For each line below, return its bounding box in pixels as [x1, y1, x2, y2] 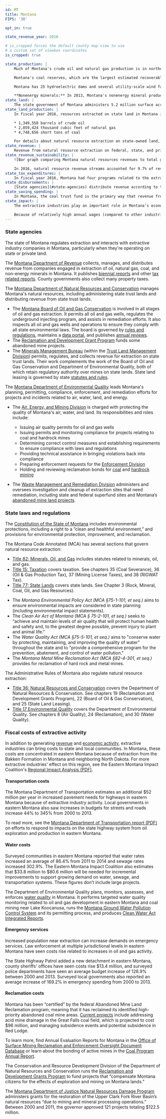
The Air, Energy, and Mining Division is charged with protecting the [12, 404, 148, 410]
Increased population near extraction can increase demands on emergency [5, 937, 159, 944]
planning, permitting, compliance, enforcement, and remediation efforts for [5, 389, 158, 395]
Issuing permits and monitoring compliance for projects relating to [19, 429, 154, 435]
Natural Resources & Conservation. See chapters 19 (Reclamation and [12, 690, 155, 696]
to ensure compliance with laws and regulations [19, 445, 117, 451]
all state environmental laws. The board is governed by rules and [12, 326, 144, 333]
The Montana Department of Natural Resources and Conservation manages [5, 285, 159, 291]
